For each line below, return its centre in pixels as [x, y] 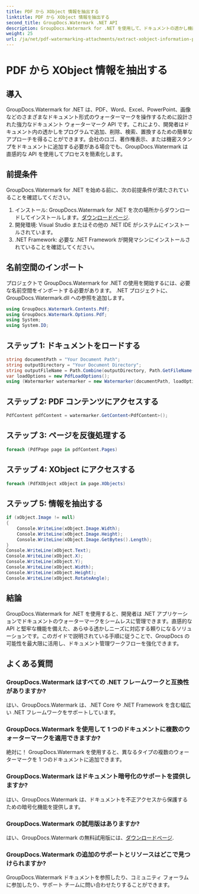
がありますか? [26, 691]
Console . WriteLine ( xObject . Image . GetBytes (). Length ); [84, 540]
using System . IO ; [28, 326]
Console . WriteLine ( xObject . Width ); [50, 567]
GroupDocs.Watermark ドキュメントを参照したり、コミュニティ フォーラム [98, 877]
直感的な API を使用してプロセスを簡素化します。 [66, 154]
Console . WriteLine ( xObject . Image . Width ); [68, 529]
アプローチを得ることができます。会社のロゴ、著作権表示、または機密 [92, 139]
